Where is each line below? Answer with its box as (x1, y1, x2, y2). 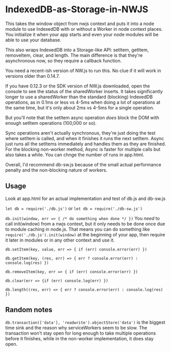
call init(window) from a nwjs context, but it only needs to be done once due (5, 221, 165, 227)
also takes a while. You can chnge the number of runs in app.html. (5, 151, 144, 158)
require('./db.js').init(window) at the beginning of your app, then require (5, 231, 165, 237)
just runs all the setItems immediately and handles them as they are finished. (5, 141, 166, 147)
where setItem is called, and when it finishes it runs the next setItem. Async (5, 135, 164, 141)
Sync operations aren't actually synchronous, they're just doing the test (5, 129, 156, 136)
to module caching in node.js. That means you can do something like (5, 226, 150, 232)
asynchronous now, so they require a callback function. (5, 57, 122, 63)
